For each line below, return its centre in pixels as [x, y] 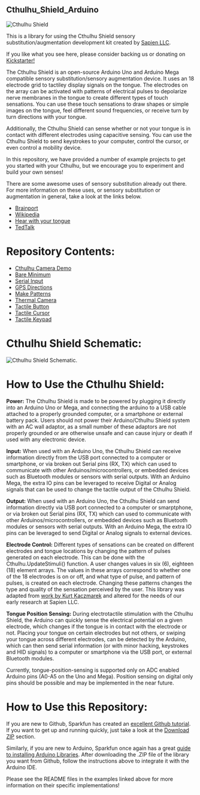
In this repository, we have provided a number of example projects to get [96, 159]
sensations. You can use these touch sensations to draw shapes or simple [98, 104]
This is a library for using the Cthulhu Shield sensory [71, 36]
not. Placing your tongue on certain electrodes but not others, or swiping [96, 633]
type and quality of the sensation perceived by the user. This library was [95, 589]
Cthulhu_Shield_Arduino [52, 10]
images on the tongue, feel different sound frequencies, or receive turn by [98, 110]
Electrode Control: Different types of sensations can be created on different [100, 544]
